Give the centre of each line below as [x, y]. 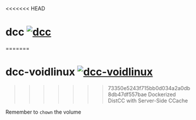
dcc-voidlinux [40, 72]
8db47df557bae [127, 94]
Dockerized [162, 94]
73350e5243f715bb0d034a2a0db [149, 88]
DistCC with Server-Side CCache [148, 100]
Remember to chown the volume [44, 112]
